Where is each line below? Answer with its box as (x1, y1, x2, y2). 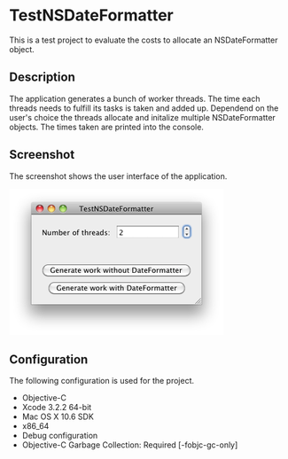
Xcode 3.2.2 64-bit (21, 402, 92, 413)
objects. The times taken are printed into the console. (9, 121, 204, 132)
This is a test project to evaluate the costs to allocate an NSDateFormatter (9, 35, 278, 45)
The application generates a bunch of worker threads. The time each (9, 93, 261, 104)
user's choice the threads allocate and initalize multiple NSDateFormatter (9, 112, 276, 122)
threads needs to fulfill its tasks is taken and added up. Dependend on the (9, 103, 279, 113)
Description (9, 70, 75, 85)
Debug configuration (21, 431, 98, 441)
